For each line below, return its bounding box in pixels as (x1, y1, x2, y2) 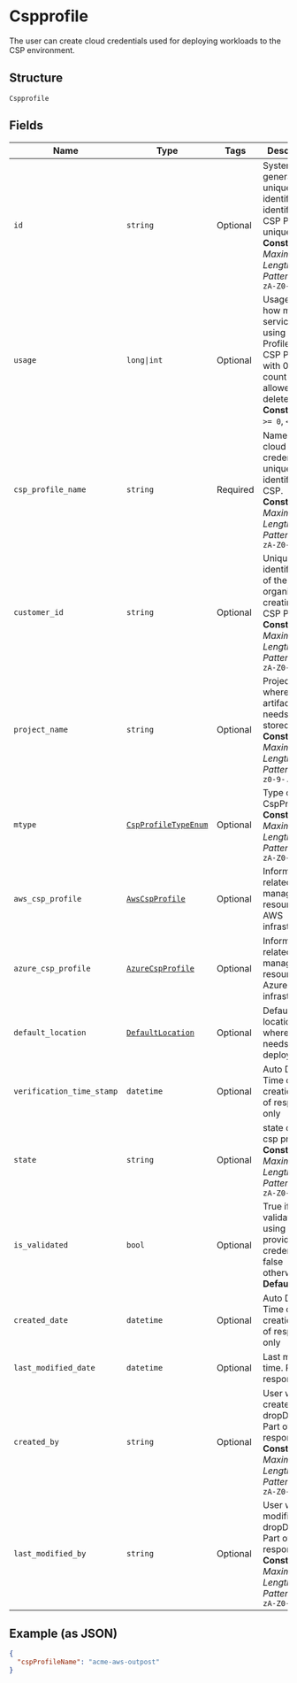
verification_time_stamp (13, 1086, 118, 1096)
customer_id (13, 607, 65, 617)
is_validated (13, 1240, 69, 1249)
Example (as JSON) (9, 1625, 118, 1641)
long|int (126, 355, 164, 365)
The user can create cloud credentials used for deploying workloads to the (9, 35, 281, 46)
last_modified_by (13, 1549, 87, 1558)
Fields (9, 118, 44, 134)
